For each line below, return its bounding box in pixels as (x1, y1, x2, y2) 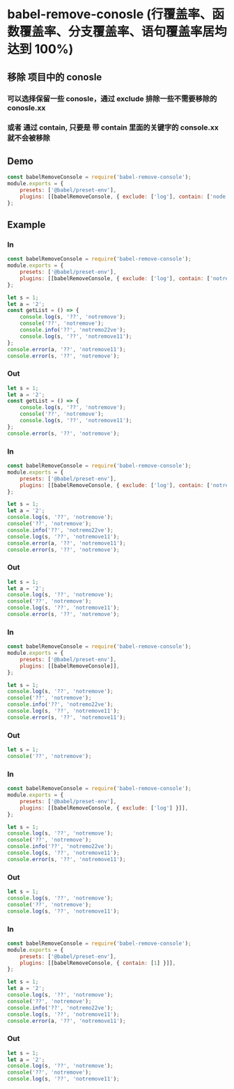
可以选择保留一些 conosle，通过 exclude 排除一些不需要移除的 (7, 93, 217, 103)
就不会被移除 (7, 133, 51, 143)
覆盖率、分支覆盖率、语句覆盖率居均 (19, 24, 228, 40)
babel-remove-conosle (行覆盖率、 (7, 6, 212, 22)
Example (7, 219, 46, 231)
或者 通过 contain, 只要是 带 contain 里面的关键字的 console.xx (7, 123, 219, 132)
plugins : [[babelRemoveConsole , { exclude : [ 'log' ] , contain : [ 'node (19, 193, 226, 200)
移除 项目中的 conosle (7, 71, 102, 83)
